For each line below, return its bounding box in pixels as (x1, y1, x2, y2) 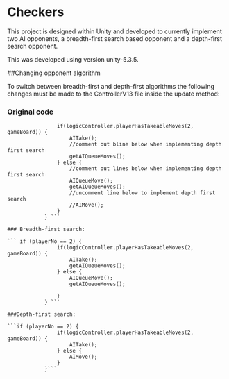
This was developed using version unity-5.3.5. (7, 55, 139, 63)
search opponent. (7, 42, 58, 50)
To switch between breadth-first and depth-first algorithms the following (7, 82, 215, 90)
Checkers (7, 4, 65, 20)
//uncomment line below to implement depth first (69, 189, 216, 196)
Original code (7, 107, 54, 117)
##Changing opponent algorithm (7, 69, 101, 77)
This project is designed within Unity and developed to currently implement (7, 27, 222, 35)
